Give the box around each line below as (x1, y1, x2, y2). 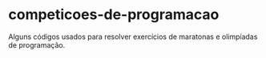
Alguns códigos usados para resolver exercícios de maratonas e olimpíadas (8, 32, 258, 41)
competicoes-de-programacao (8, 6, 220, 24)
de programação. (8, 40, 66, 49)
